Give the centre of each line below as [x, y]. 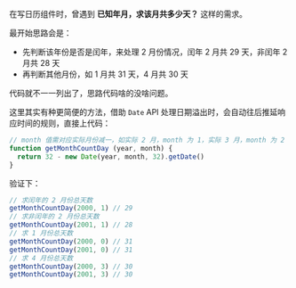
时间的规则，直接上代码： [64, 123]
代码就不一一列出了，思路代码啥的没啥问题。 [91, 93]
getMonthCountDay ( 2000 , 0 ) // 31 [71, 241]
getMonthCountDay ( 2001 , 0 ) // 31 [71, 250]
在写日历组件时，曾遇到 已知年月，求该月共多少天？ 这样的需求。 [128, 14]
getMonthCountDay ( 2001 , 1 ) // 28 [71, 225]
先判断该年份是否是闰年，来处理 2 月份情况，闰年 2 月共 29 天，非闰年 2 [155, 52]
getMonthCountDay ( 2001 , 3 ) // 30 [71, 275]
